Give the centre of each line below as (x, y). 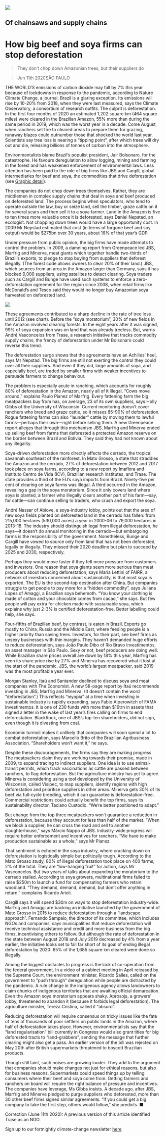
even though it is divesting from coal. (43, 723)
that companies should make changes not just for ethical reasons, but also (81, 1068)
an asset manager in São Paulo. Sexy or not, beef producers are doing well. (82, 650)
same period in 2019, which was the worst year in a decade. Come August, (81, 124)
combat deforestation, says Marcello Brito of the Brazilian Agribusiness (77, 738)
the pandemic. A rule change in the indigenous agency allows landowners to (82, 986)
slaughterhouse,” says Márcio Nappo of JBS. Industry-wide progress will (79, 831)
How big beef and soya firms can (74, 44)
